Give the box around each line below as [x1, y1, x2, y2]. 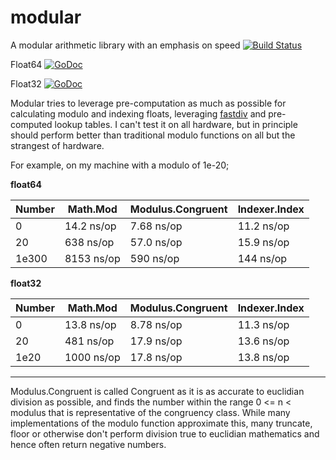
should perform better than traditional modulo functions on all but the [10, 129, 296, 141]
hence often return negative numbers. [10, 438, 167, 450]
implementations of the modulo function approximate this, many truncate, [10, 417, 313, 429]
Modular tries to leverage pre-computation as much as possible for [10, 97, 287, 109]
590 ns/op [129, 251, 180, 265]
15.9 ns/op [237, 235, 290, 249]
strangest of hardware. [10, 139, 105, 151]
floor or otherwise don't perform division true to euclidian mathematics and [10, 427, 320, 440]
